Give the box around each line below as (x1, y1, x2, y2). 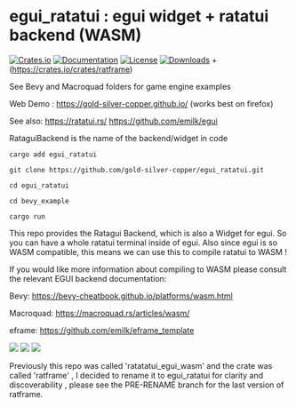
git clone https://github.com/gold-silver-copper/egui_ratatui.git (9, 165, 265, 174)
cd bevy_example (9, 196, 69, 205)
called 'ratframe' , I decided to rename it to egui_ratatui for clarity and (9, 370, 264, 380)
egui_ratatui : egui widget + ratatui (9, 6, 269, 27)
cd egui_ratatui (9, 180, 69, 190)
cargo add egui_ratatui (9, 149, 98, 159)
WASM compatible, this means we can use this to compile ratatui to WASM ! (9, 246, 287, 257)
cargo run (9, 211, 46, 221)
